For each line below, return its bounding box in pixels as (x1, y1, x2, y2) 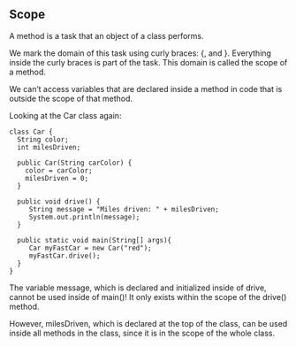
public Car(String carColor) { (17, 158, 133, 167)
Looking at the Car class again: (9, 110, 122, 120)
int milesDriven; (17, 143, 81, 151)
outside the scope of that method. (9, 93, 133, 104)
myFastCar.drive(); (28, 251, 101, 260)
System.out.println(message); (28, 212, 140, 221)
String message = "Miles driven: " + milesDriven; (28, 204, 219, 213)
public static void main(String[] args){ (17, 235, 172, 244)
